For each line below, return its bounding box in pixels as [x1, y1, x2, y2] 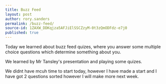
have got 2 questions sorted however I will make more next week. [5, 74, 139, 79]
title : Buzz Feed [5, 7, 41, 12]
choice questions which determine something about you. [5, 49, 121, 55]
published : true [5, 30, 39, 35]
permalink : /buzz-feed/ [5, 21, 55, 26]
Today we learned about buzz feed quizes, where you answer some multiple [5, 44, 161, 49]
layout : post [5, 12, 32, 17]
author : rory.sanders [5, 16, 50, 21]
